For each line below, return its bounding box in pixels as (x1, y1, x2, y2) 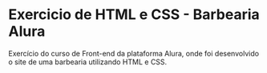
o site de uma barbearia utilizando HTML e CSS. (8, 57, 168, 67)
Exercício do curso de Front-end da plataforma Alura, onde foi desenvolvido (8, 48, 259, 58)
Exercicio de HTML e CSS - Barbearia (8, 6, 261, 24)
